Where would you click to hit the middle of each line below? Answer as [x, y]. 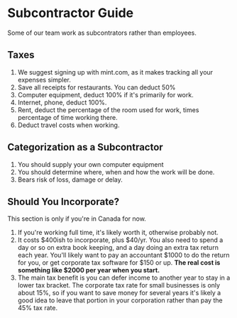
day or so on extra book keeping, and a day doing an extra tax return [118, 248]
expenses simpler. [44, 79]
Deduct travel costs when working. [68, 125]
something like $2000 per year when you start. [89, 270]
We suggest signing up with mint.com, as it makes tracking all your [115, 72]
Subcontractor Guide [71, 13]
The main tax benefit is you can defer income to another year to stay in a [124, 278]
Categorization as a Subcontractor [85, 147]
